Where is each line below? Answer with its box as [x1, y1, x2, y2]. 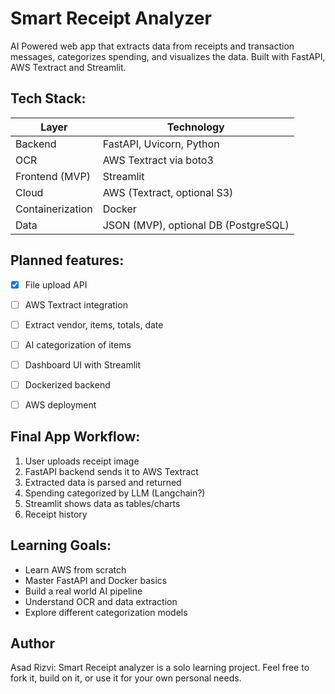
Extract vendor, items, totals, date [24, 318, 164, 331]
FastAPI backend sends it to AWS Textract [24, 465, 199, 477]
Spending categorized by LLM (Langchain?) [24, 487, 206, 499]
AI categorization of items [24, 338, 132, 351]
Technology [166, 120, 225, 134]
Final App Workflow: [10, 428, 141, 446]
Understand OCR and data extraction [24, 595, 178, 607]
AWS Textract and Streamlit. [10, 61, 127, 73]
